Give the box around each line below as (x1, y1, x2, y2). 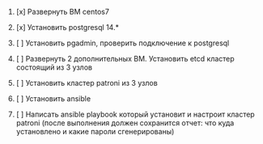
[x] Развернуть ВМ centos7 (15, 7, 109, 16)
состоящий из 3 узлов (15, 62, 93, 72)
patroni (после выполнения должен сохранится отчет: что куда (15, 118, 235, 128)
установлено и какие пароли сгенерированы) (15, 127, 175, 136)
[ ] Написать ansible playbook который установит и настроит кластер (15, 109, 255, 119)
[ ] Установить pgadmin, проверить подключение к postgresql (15, 38, 230, 48)
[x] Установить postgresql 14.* (15, 23, 120, 32)
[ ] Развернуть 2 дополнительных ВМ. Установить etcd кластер (15, 54, 235, 63)
